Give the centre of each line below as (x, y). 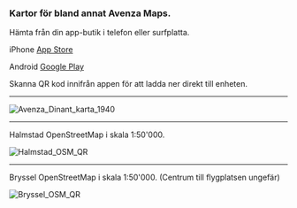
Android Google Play (47, 67)
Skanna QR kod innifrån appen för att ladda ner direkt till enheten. (129, 84)
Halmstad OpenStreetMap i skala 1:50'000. (87, 135)
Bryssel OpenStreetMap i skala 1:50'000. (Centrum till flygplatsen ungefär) (145, 177)
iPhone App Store (41, 50)
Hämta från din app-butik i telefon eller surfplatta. (99, 33)
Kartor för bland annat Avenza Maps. (90, 13)
